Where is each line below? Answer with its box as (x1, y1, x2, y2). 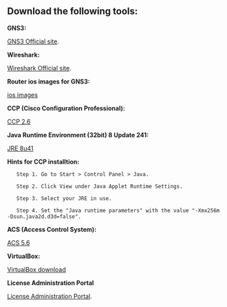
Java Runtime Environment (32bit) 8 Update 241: (7, 130, 149, 139)
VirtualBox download (7, 265, 67, 273)
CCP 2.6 (7, 117, 31, 126)
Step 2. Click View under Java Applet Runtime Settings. (16, 183, 184, 190)
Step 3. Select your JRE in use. (16, 195, 112, 202)
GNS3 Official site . (7, 37, 60, 46)
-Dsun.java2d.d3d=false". (7, 213, 81, 220)
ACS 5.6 (7, 238, 30, 247)
